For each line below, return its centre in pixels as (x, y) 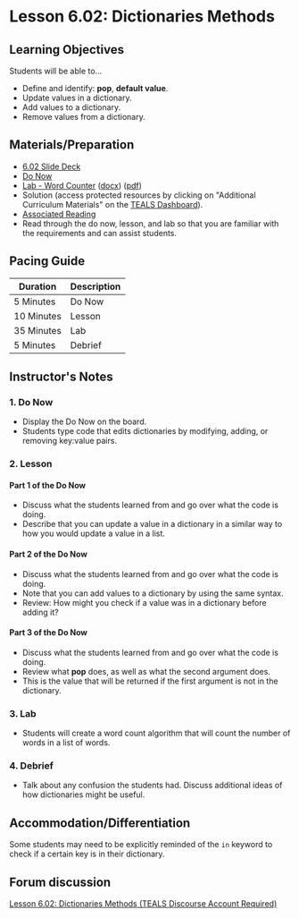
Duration (38, 286)
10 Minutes (38, 316)
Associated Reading (59, 214)
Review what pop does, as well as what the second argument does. (146, 671)
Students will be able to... (56, 71)
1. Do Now (31, 402)
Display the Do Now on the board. (84, 421)
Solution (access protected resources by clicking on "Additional (139, 195)
